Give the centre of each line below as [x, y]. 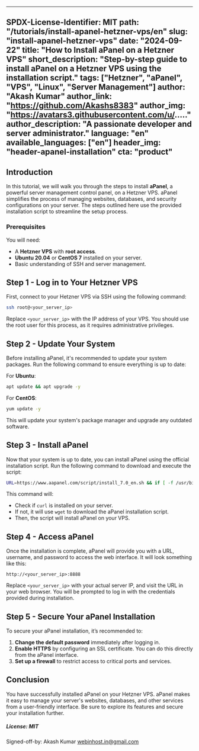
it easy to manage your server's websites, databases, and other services [95, 700]
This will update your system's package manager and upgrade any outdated [99, 420]
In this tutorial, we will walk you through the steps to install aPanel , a [89, 187]
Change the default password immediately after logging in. [87, 643]
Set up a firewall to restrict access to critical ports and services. [93, 662]
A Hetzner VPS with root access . [55, 251]
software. [18, 426]
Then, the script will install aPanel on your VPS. [72, 518]
